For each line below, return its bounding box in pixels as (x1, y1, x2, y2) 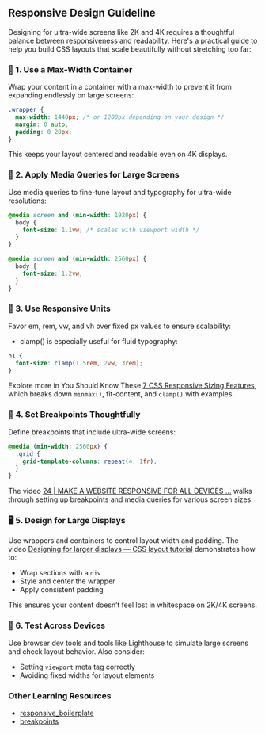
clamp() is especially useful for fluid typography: (19, 336, 178, 346)
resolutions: (8, 196, 47, 205)
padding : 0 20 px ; (15, 128, 73, 136)
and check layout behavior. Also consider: (8, 646, 145, 656)
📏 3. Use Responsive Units (8, 303, 111, 314)
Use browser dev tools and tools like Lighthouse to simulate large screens (8, 638, 249, 648)
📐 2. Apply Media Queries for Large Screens (8, 170, 180, 181)
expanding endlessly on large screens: (8, 90, 134, 100)
